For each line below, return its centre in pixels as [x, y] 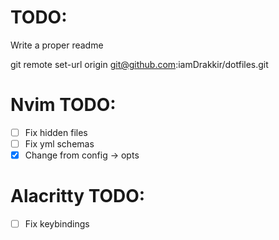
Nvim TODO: [63, 105]
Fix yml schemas [59, 143]
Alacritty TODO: [78, 196]
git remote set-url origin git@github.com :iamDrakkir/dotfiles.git [139, 64]
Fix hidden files [56, 132]
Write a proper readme [57, 45]
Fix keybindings [57, 224]
